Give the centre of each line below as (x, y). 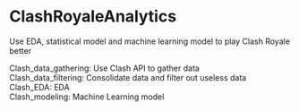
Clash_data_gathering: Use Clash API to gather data (104, 68)
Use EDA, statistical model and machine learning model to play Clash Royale (150, 41)
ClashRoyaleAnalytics (93, 17)
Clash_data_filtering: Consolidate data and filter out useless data (128, 77)
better (21, 50)
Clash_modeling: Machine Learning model (87, 97)
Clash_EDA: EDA (39, 87)
